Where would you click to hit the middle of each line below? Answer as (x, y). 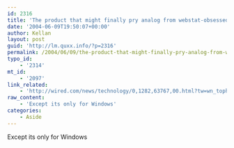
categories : (24, 110)
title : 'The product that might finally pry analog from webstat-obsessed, (119, 20)
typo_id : (20, 59)
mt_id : (17, 72)
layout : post (26, 40)
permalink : (23, 53)
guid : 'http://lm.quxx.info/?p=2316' (62, 46)
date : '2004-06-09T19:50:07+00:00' (59, 26)
